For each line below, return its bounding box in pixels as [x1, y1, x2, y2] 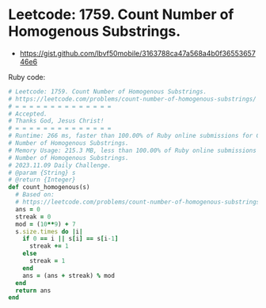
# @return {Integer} [8, 176, 77, 184]
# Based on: [15, 191, 55, 199]
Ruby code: [8, 72, 46, 82]
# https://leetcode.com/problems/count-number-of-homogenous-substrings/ [8, 95, 257, 103]
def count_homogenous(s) [8, 184, 90, 192]
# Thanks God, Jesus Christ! [8, 117, 104, 125]
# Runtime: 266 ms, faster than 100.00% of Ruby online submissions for [8, 132, 253, 140]
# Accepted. [8, 109, 47, 118]
